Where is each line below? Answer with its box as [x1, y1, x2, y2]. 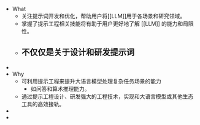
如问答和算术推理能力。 [30, 85, 90, 92]
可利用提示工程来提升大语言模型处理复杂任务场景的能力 [21, 77, 161, 85]
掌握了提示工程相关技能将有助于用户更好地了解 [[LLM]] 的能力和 [21, 20, 183, 27]
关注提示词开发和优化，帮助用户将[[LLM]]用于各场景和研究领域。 [21, 12, 186, 20]
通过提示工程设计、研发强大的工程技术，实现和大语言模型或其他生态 [21, 93, 194, 100]
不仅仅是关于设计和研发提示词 [21, 47, 135, 57]
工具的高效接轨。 [21, 100, 65, 107]
